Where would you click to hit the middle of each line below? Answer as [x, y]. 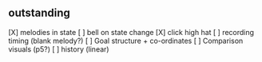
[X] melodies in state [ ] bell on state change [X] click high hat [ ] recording [131, 32]
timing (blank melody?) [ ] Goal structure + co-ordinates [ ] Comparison [126, 41]
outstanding [39, 13]
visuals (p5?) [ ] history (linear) [59, 49]
